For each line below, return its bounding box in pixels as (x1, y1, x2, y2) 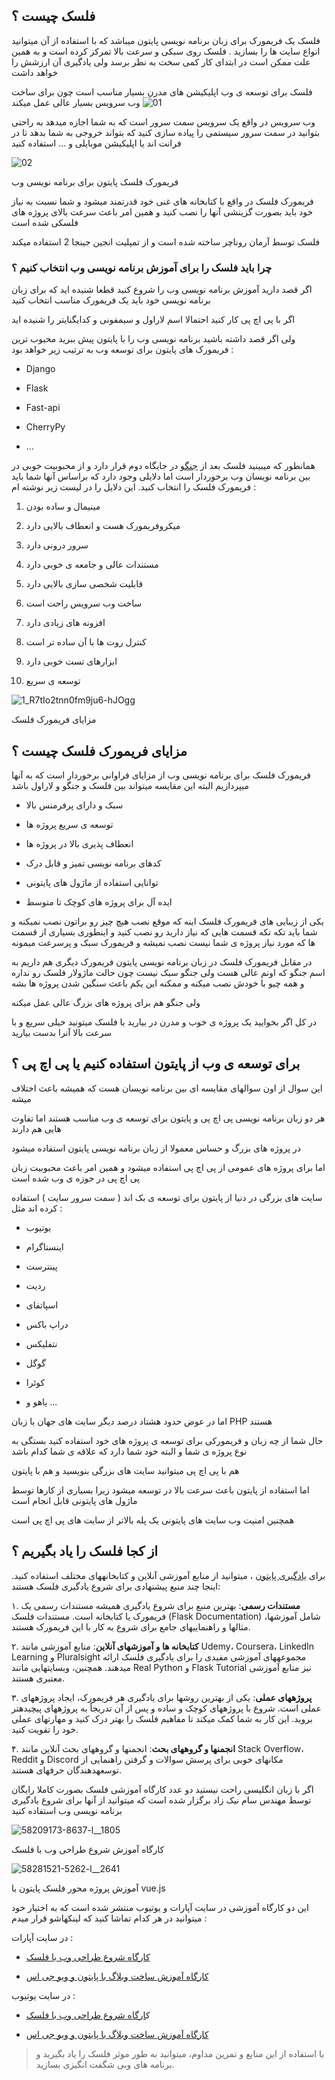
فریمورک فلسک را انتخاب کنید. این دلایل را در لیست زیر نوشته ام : (11, 481, 257, 493)
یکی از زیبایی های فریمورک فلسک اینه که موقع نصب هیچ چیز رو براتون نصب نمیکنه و (11, 915, 324, 927)
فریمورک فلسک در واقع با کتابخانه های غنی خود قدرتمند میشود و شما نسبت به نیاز (11, 195, 314, 207)
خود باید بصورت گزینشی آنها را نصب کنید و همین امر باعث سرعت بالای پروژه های (11, 205, 314, 218)
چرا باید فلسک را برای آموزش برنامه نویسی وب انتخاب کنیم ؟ (11, 260, 273, 274)
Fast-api (25, 402, 61, 414)
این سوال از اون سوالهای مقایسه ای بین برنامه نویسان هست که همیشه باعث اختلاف (11, 1082, 323, 1094)
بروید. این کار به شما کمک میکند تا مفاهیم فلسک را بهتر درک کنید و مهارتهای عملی (11, 1712, 313, 1724)
